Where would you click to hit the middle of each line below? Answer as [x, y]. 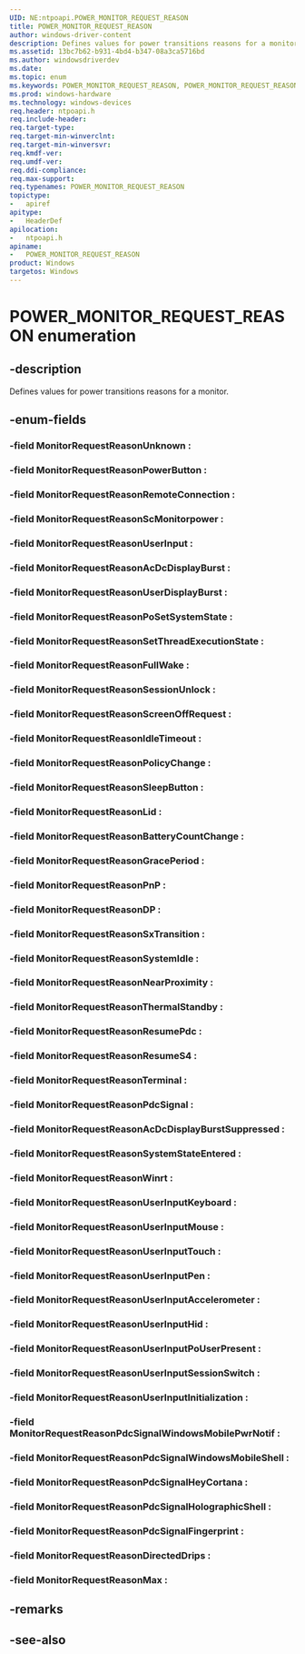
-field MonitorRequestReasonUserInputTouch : [115, 1251]
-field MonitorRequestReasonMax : [89, 1579]
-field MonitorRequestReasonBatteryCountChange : [127, 836]
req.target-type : [42, 128]
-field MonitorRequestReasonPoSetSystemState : [121, 617]
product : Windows [42, 263]
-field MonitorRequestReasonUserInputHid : [109, 1325]
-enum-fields [48, 420]
